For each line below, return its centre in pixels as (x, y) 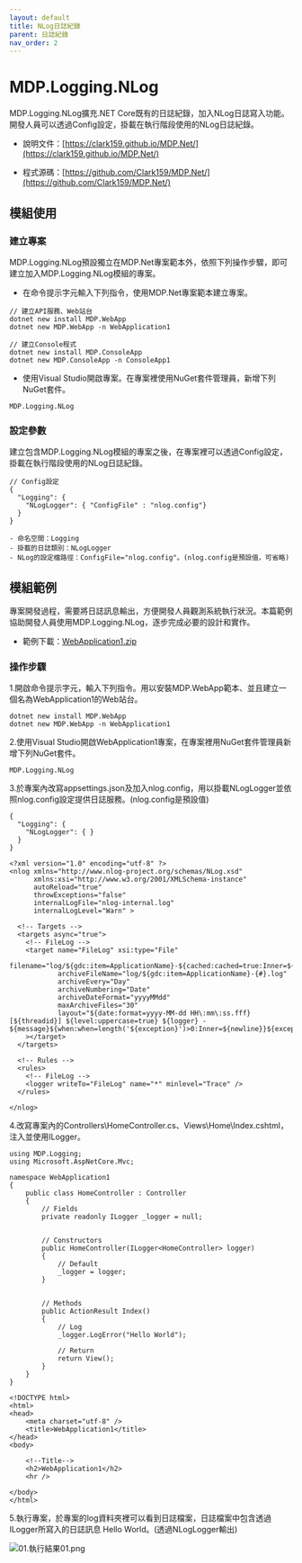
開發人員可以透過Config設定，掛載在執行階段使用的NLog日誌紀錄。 (134, 125)
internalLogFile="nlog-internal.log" (104, 903)
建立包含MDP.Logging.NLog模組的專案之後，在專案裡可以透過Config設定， (148, 452)
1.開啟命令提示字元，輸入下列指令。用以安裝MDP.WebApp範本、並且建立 (144, 688)
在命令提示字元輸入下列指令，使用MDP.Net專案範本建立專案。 (138, 292)
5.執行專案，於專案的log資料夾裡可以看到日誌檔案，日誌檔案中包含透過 (141, 1518)
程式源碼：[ (44, 173)
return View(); (86, 1359)
